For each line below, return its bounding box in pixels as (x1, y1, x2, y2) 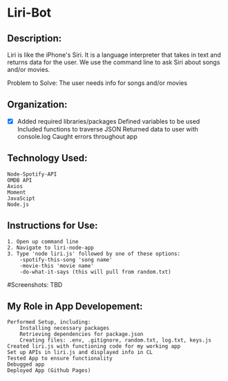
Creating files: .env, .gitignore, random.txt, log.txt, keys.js (19, 337, 212, 344)
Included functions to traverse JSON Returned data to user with (17, 124, 199, 133)
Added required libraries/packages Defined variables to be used (17, 117, 200, 125)
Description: (7, 32, 62, 44)
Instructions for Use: (7, 220, 98, 232)
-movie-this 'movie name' (19, 262, 95, 269)
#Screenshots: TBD (7, 280, 63, 288)
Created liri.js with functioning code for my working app (7, 343, 181, 350)
